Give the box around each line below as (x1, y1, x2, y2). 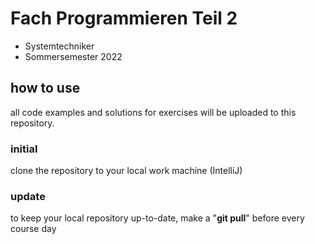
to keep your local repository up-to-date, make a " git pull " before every (10, 212, 305, 224)
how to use (10, 80, 81, 97)
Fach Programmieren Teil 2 (10, 7, 238, 30)
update (10, 189, 46, 203)
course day (10, 223, 57, 235)
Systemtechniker (24, 40, 95, 52)
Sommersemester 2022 (24, 50, 123, 62)
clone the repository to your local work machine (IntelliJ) (10, 165, 243, 177)
